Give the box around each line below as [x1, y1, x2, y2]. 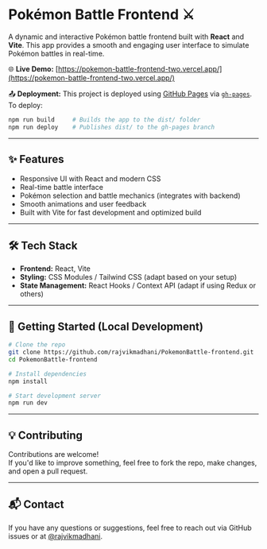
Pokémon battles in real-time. [8, 48, 105, 58]
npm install [8, 377, 48, 385]
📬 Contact [8, 498, 64, 512]
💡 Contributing [8, 428, 83, 442]
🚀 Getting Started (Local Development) [8, 319, 204, 333]
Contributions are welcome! [8, 450, 99, 459]
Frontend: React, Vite [19, 264, 91, 273]
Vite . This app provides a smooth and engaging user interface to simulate [8, 40, 250, 49]
